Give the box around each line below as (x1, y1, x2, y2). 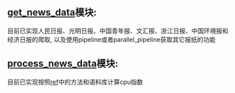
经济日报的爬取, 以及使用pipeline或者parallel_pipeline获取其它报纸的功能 (7, 35, 216, 43)
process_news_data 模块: (7, 58, 119, 70)
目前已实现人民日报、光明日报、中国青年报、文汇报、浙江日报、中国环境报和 (7, 27, 229, 35)
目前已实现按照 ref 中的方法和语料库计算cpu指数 (7, 78, 144, 86)
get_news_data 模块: (7, 6, 97, 19)
